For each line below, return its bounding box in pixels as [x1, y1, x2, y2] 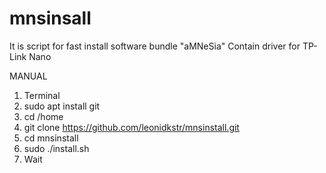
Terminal [23, 89, 61, 101]
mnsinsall [9, 7, 92, 30]
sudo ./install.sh [23, 142, 90, 154]
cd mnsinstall [23, 132, 79, 144]
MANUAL [9, 70, 48, 82]
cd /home [23, 110, 64, 122]
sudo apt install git [23, 100, 101, 112]
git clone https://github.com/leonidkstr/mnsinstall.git [23, 121, 240, 133]
